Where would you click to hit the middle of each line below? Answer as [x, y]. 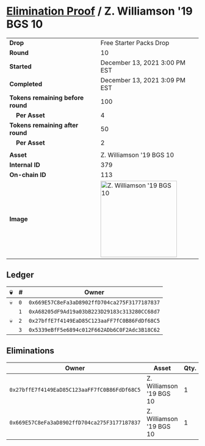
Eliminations [31, 351]
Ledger [20, 275]
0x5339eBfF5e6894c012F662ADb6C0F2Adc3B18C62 [94, 330]
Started [20, 67]
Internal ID [25, 165]
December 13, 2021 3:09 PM [143, 80]
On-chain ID [28, 174]
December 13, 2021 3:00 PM [143, 62]
